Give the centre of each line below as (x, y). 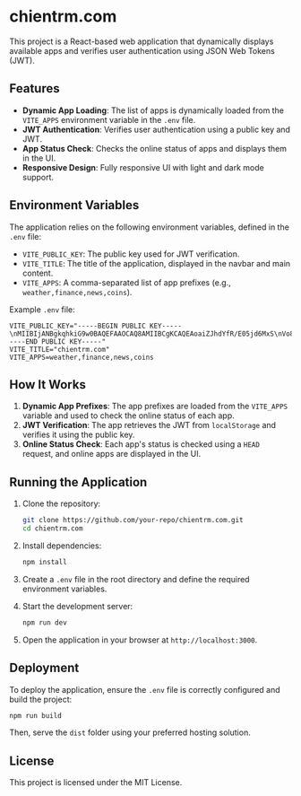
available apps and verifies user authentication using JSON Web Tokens (142, 50)
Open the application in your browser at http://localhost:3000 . (140, 640)
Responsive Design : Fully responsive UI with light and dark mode (143, 167)
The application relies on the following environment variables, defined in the (149, 227)
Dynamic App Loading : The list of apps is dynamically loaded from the (153, 110)
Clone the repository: (61, 503)
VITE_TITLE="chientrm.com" (60, 349)
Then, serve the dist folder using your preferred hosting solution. (130, 732)
